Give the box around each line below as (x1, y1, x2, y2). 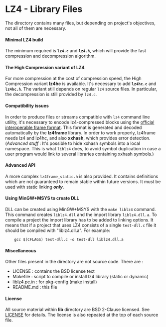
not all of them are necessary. (5, 25, 66, 31)
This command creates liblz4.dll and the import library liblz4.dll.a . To (5, 212, 157, 218)
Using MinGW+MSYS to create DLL (5, 195, 79, 201)
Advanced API (5, 162, 36, 168)
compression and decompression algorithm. (5, 53, 96, 59)
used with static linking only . (5, 184, 64, 190)
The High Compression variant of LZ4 (5, 64, 85, 70)
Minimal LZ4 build (5, 36, 43, 43)
